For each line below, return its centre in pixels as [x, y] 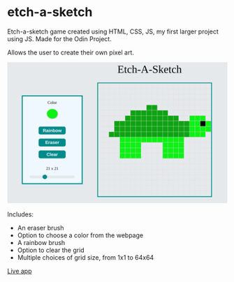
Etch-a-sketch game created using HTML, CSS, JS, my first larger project [113, 31]
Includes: [20, 214]
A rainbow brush [41, 242]
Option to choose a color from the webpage [80, 235]
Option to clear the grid [51, 250]
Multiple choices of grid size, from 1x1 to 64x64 [86, 257]
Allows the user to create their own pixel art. [71, 52]
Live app [20, 271]
